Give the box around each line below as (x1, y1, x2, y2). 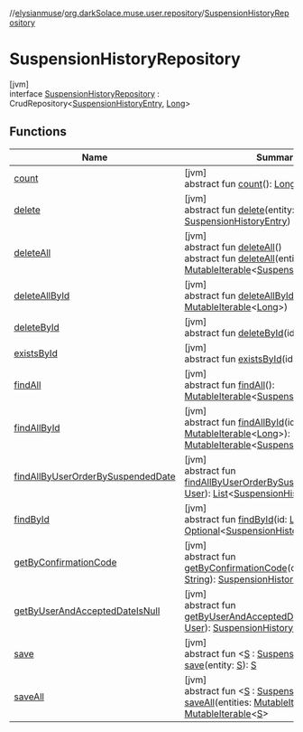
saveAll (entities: (184, 696, 252, 709)
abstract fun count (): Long (184, 177, 296, 190)
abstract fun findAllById (184, 416, 285, 428)
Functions (9, 124, 68, 139)
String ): (184, 573, 216, 586)
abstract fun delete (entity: (184, 203, 295, 216)
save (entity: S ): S (184, 659, 257, 671)
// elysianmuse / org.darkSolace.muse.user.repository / (9, 8, 205, 18)
